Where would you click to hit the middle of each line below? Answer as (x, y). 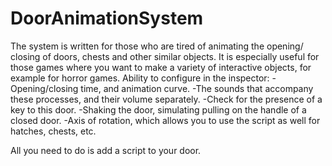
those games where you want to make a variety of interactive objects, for (161, 67)
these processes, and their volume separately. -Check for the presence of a (166, 99)
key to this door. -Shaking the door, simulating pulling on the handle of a (158, 109)
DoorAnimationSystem (107, 18)
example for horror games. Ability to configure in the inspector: (140, 78)
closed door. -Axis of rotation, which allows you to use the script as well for (165, 120)
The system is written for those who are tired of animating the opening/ (157, 46)
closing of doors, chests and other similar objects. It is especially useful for (165, 56)
